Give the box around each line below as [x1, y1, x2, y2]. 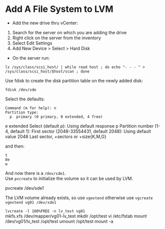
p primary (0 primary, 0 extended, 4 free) [9, 114, 103, 119]
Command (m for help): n [5, 105, 56, 110]
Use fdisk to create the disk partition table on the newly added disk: [5, 77, 143, 83]
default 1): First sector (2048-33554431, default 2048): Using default [10, 128, 151, 134]
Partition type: [5, 110, 39, 115]
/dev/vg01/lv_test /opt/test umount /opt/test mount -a [5, 218, 113, 224]
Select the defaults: [5, 96, 45, 102]
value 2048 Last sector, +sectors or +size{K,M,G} [5, 133, 107, 140]
